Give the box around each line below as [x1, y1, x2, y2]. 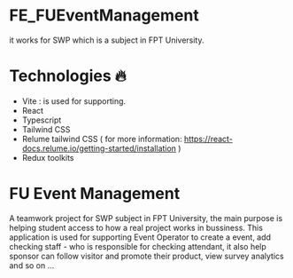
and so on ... [9, 259, 55, 271]
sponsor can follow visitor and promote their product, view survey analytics [9, 250, 285, 261]
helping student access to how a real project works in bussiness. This [9, 222, 264, 233]
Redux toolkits [21, 152, 74, 163]
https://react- [184, 133, 233, 144]
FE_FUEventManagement [9, 5, 199, 26]
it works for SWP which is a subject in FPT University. [9, 35, 205, 45]
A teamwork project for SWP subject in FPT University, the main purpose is [9, 212, 283, 223]
